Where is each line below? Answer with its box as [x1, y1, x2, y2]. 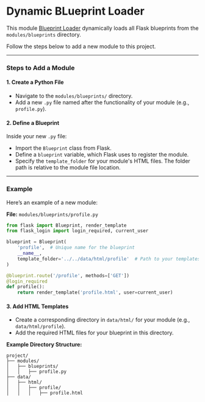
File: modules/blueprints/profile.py [6, 210, 99, 217]
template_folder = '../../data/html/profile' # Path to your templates [17, 256, 201, 262]
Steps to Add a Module [6, 63, 75, 72]
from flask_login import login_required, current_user [6, 228, 149, 234]
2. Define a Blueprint [6, 119, 60, 126]
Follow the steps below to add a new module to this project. [6, 43, 156, 50]
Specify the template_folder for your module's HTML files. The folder [15, 157, 190, 165]
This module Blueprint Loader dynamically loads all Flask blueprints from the [6, 24, 199, 32]
